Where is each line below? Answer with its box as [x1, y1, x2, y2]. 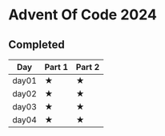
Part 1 [44, 62, 69, 72]
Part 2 [75, 62, 100, 72]
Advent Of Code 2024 [8, 6, 158, 24]
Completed [8, 38, 66, 52]
